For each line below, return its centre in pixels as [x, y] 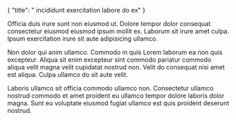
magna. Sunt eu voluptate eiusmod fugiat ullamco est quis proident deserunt [118, 103]
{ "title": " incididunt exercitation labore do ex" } [76, 10]
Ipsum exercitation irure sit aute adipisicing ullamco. [83, 39]
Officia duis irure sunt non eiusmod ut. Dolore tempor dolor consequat [109, 24]
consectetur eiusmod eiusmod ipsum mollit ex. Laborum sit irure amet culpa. [118, 31]
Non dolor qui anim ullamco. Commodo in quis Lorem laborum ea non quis [115, 52]
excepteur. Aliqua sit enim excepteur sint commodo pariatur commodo [109, 60]
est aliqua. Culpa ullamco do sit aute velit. [68, 74]
